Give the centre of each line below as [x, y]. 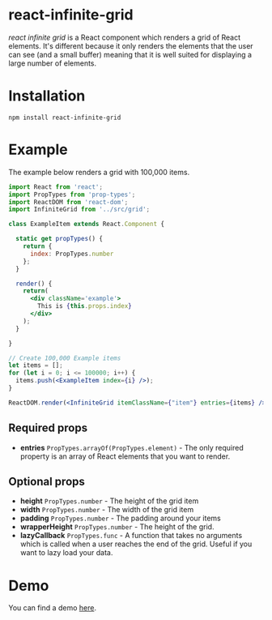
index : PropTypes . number [72, 254]
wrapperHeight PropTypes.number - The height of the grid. [117, 527]
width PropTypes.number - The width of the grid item [107, 510]
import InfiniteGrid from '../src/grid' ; [79, 210]
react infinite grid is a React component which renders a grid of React [125, 37]
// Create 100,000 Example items [65, 358]
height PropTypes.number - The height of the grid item [109, 501]
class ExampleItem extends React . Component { [86, 224]
